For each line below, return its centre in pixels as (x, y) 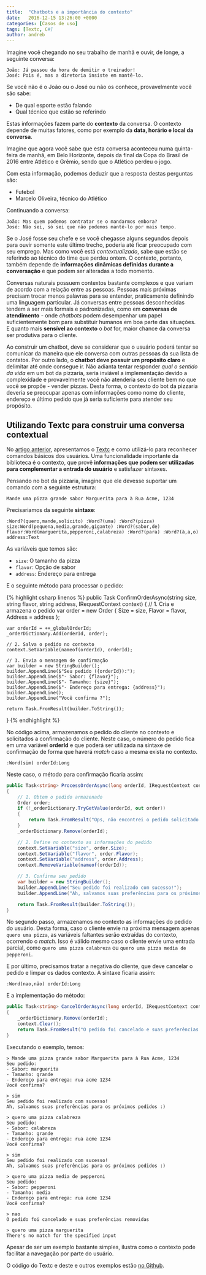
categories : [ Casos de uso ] (42, 23)
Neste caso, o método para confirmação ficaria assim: (75, 774)
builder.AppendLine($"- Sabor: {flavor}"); (63, 676)
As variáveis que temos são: (42, 548)
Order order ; (34, 803)
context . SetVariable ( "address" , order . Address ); (81, 859)
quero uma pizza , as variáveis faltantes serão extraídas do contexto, (92, 935)
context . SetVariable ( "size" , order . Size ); (72, 848)
